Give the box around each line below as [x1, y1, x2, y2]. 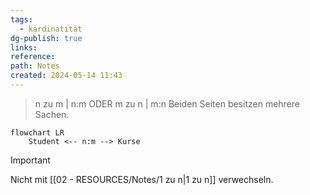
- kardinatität [19, 24, 83, 34]
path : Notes [10, 61, 60, 71]
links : [10, 42, 38, 53]
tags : [10, 14, 33, 25]
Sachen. [34, 108, 70, 120]
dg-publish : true [10, 33, 83, 43]
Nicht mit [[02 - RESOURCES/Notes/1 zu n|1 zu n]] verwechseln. [10, 173, 274, 185]
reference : [10, 52, 56, 62]
